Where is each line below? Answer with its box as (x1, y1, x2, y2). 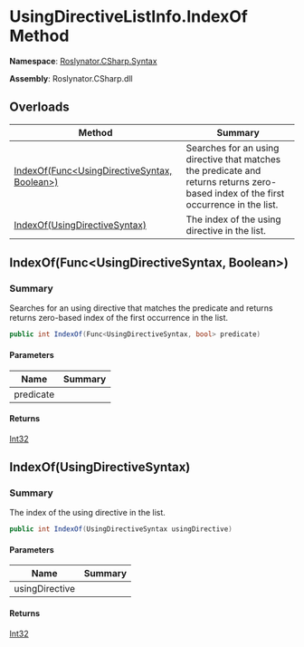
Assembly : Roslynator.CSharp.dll (9, 72, 133, 83)
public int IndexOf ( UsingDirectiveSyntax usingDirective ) (9, 525, 233, 534)
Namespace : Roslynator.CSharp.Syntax (9, 55, 157, 66)
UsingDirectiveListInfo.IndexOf (9, 6, 249, 27)
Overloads (9, 100, 70, 115)
